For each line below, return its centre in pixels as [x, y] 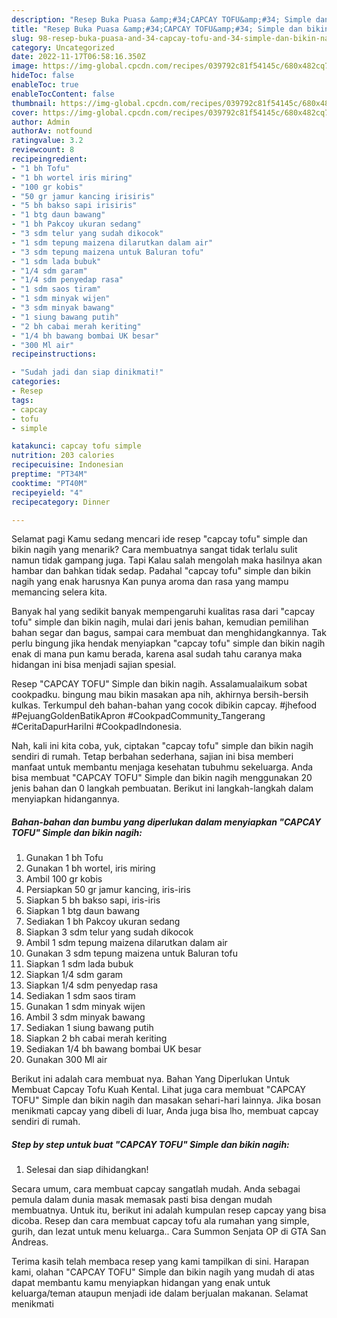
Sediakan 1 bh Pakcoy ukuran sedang [103, 922]
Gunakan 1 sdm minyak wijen [85, 1007]
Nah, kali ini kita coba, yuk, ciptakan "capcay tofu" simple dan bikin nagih [162, 746]
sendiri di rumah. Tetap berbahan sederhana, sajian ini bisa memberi [152, 757]
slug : [22, 38]
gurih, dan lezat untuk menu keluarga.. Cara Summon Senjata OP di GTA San [169, 1232]
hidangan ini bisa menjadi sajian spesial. [94, 665]
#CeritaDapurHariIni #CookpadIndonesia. [97, 727]
